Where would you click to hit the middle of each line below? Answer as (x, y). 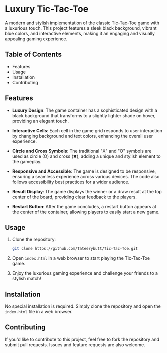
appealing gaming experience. (36, 39)
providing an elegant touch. (40, 121)
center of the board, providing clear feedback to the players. (75, 197)
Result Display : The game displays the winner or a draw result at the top (87, 191)
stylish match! (27, 279)
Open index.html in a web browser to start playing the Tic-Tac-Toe (81, 258)
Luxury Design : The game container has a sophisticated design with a (84, 110)
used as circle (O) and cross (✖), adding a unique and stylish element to (86, 156)
